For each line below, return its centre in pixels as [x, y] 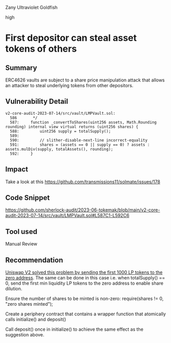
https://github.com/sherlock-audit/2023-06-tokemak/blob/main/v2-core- [83, 210]
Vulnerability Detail [37, 102]
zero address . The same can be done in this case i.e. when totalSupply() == [85, 278]
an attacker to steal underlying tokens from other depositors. [69, 85]
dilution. [14, 289]
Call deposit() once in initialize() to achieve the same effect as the [74, 329]
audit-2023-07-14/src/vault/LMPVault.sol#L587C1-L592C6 [67, 216]
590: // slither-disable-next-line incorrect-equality [79, 140]
